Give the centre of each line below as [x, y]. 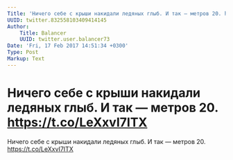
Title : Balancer [43, 33]
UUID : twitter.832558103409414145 [57, 20]
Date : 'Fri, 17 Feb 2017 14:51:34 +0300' [68, 46]
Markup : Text [26, 59]
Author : [18, 26]
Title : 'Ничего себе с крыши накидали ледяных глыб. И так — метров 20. [114, 14]
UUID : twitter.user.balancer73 [65, 39]
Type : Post [23, 53]
